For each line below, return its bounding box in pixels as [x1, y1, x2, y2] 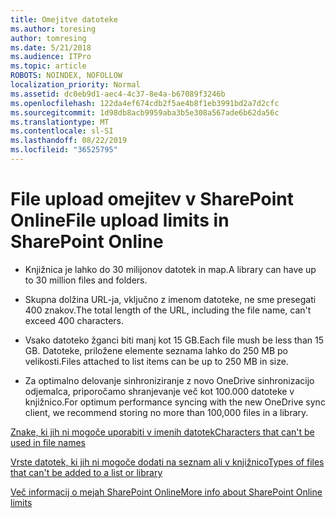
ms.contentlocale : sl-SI [10, 126, 114, 136]
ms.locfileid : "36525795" [10, 145, 118, 155]
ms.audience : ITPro [10, 52, 92, 62]
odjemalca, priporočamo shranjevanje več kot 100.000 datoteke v [24, 385, 295, 397]
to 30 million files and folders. [24, 274, 148, 286]
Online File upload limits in [10, 209, 230, 232]
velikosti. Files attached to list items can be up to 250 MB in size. [24, 355, 289, 367]
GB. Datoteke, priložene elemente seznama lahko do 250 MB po [24, 344, 288, 356]
